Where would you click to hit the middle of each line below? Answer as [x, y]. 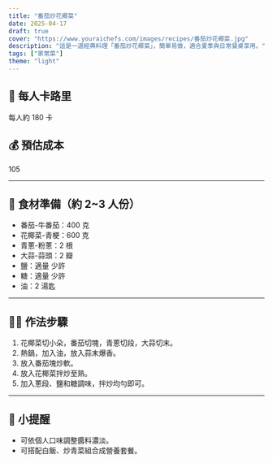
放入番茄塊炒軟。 [49, 363]
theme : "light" [34, 62]
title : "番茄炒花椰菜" [43, 16]
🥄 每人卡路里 [40, 96]
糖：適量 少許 [43, 276]
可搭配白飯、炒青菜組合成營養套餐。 [81, 450]
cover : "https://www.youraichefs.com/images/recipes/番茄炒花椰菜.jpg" [129, 39]
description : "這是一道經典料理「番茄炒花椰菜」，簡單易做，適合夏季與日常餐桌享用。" [137, 46]
